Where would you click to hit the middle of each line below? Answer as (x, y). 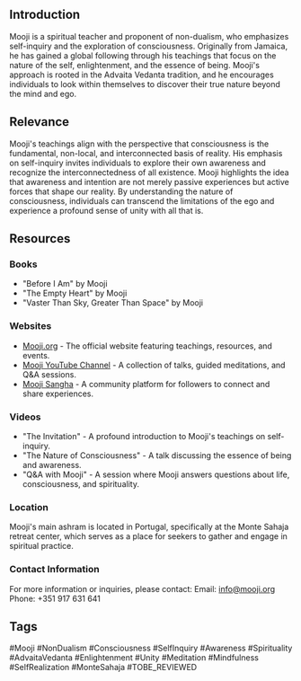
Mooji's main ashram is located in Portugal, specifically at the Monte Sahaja (149, 527)
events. (36, 355)
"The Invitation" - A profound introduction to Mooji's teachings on (144, 436)
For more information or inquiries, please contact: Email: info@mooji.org (142, 588)
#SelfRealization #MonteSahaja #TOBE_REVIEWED (103, 668)
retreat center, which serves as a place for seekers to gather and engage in (148, 536)
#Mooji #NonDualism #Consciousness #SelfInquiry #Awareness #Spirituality (151, 648)
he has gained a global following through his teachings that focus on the (143, 55)
